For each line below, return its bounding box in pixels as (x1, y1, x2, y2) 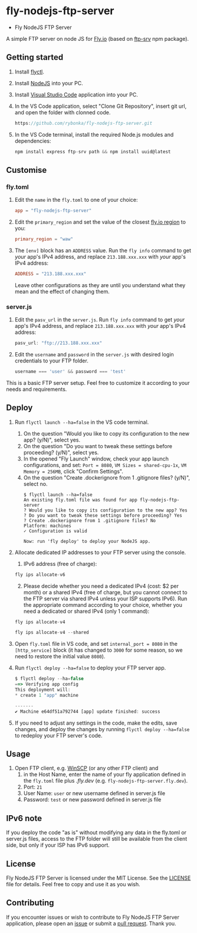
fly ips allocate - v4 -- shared (14, 629, 90, 636)
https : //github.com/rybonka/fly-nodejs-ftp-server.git (14, 120, 153, 126)
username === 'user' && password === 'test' (14, 368, 126, 374)
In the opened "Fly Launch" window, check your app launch (23, 455, 169, 462)
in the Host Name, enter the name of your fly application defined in (23, 771, 186, 778)
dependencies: (14, 137, 51, 144)
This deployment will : (14, 687, 71, 693)
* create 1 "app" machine (14, 692, 78, 698)
